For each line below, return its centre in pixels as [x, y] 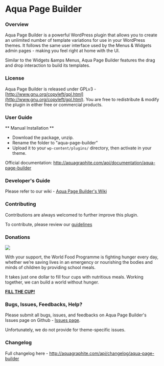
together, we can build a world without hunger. [52, 282]
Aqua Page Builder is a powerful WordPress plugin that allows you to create [81, 35]
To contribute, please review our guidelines [49, 224]
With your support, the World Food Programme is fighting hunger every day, [82, 257]
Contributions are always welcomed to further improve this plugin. [72, 215]
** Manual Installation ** [30, 128]
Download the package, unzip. [43, 138]
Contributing [21, 204]
